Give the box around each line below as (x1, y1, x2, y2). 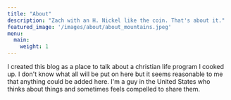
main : (13, 37, 30, 44)
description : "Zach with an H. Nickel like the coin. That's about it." (7, 17, 225, 24)
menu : (7, 30, 23, 37)
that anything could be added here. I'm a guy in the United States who (7, 77, 211, 85)
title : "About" (7, 10, 52, 18)
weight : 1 (20, 43, 49, 50)
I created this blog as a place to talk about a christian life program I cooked (7, 63, 224, 70)
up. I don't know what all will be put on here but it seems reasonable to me (7, 70, 223, 78)
